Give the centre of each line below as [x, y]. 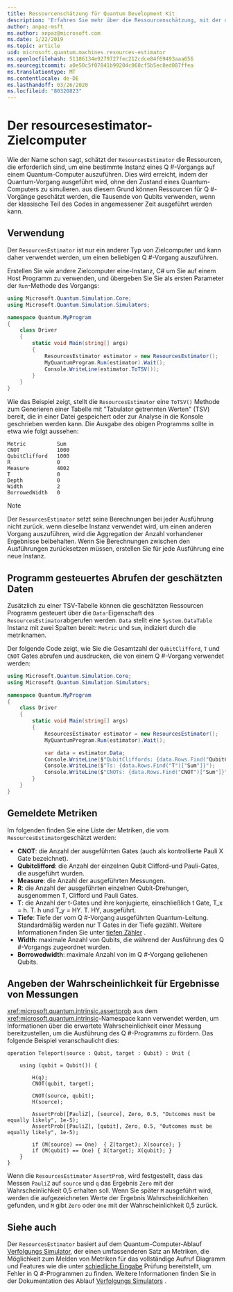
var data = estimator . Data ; [85, 753]
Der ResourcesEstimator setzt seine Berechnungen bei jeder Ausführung [110, 519]
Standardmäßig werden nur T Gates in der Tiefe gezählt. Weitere [110, 925]
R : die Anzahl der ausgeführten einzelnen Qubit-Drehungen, [103, 888]
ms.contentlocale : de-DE [43, 78]
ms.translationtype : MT [42, 72]
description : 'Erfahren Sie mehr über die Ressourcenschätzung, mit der [114, 20]
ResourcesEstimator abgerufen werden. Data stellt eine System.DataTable [110, 620]
